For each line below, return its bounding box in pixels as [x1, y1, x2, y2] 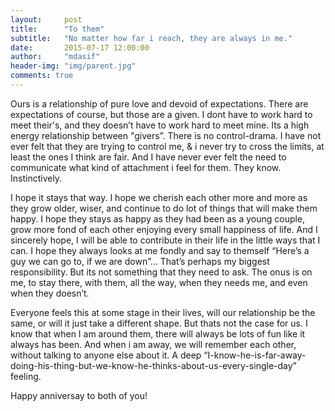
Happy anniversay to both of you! [10, 389, 148, 401]
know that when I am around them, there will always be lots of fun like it [10, 327, 306, 340]
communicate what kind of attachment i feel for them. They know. [10, 161, 282, 173]
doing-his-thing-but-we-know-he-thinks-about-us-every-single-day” [10, 359, 297, 371]
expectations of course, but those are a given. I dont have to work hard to [10, 108, 313, 120]
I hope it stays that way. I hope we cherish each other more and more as [10, 191, 308, 203]
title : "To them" [10, 24, 105, 34]
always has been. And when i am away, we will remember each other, [10, 338, 297, 350]
